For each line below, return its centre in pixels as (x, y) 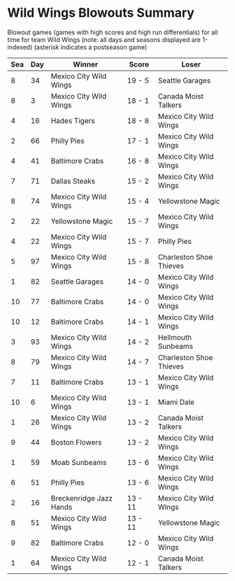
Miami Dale (176, 402)
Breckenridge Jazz (82, 498)
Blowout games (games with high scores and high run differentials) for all (113, 32)
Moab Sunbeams (79, 462)
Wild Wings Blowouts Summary (101, 13)
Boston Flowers (76, 442)
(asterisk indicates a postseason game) (91, 47)
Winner (86, 64)
